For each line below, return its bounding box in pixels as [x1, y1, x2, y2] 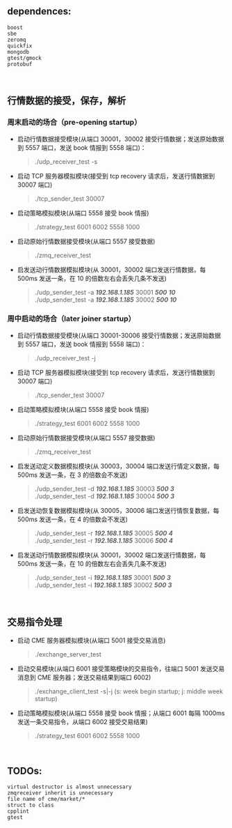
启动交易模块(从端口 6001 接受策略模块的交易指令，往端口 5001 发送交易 [17, 664, 225, 673]
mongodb [7, 48, 30, 55]
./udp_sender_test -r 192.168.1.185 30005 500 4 [34, 529, 174, 537]
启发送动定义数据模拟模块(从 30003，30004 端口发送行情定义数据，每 [17, 461, 220, 470]
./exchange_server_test [34, 650, 102, 658]
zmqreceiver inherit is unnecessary [7, 790, 113, 797]
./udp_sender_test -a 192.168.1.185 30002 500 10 [34, 296, 177, 304]
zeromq [7, 36, 26, 43]
